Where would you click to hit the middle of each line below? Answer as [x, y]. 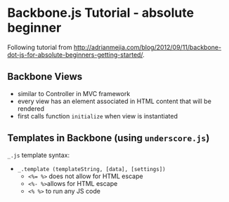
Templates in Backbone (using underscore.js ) [109, 138]
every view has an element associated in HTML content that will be [115, 101]
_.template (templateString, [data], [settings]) [92, 169]
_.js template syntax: [39, 155]
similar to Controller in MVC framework [74, 93]
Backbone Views [45, 77]
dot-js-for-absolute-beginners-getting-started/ [75, 55]
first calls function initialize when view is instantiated [97, 116]
